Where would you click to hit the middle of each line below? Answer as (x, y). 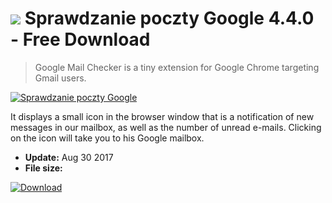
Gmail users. (60, 78)
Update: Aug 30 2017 (69, 157)
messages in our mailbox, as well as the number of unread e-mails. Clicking (166, 127)
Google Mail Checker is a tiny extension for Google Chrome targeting (177, 67)
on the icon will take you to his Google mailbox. (107, 138)
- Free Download (80, 39)
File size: (43, 168)
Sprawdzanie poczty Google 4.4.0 (169, 18)
